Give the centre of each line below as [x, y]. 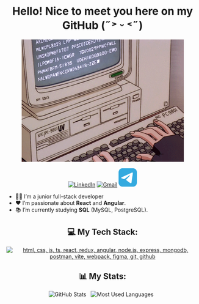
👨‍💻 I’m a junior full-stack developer [59, 196]
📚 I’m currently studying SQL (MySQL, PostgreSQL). [81, 210]
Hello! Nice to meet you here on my [103, 11]
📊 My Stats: [103, 276]
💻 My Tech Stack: [103, 232]
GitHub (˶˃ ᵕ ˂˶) [103, 25]
